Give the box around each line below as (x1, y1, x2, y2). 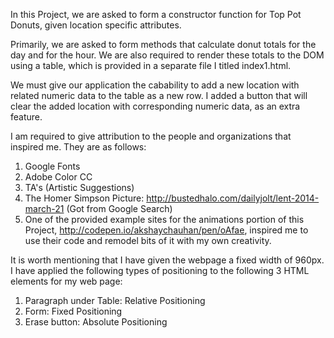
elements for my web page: (10, 275, 123, 287)
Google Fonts (24, 160, 81, 172)
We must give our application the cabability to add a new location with (10, 79, 300, 91)
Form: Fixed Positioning (24, 305, 123, 317)
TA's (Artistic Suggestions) (24, 182, 135, 193)
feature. (10, 111, 43, 123)
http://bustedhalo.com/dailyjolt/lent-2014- (146, 192, 320, 204)
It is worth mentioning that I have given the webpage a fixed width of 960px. (10, 254, 325, 266)
